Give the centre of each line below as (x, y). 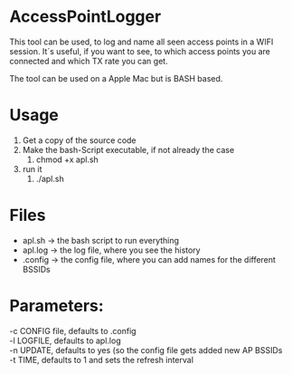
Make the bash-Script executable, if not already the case (128, 149)
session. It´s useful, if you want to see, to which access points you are (140, 51)
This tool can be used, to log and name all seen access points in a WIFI (141, 42)
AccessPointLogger (85, 17)
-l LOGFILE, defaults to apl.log (65, 340)
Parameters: (57, 306)
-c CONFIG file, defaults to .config (73, 331)
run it (32, 168)
